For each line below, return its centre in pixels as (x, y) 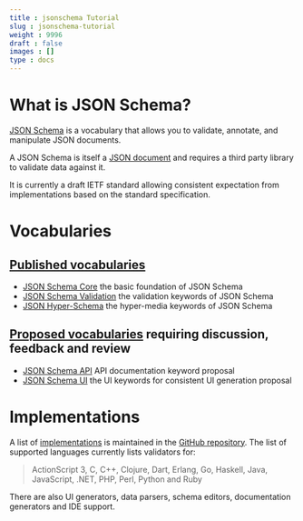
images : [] (32, 52)
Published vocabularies (78, 265)
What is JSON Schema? (101, 105)
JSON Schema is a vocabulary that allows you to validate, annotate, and (144, 130)
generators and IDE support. (62, 506)
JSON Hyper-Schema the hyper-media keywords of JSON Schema (147, 306)
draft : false (36, 43)
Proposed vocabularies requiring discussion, (139, 334)
